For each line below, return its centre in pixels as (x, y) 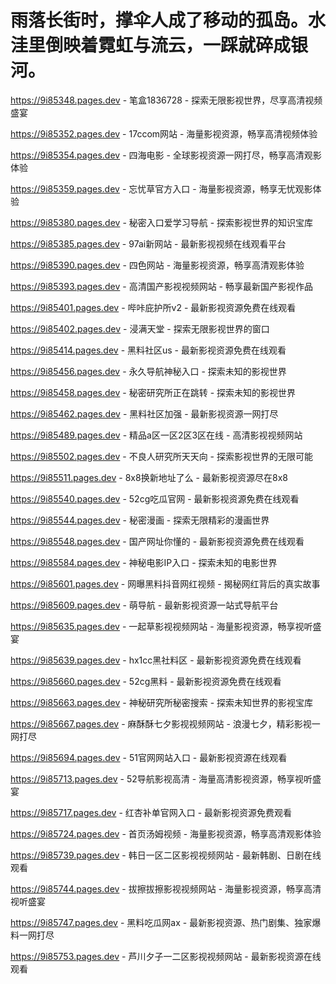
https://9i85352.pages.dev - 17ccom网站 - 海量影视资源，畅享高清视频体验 (164, 133)
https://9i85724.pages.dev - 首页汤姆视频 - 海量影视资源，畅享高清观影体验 (166, 833)
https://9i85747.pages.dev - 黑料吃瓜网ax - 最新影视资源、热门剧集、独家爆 (166, 922)
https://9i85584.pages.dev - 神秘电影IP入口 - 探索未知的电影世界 (144, 562)
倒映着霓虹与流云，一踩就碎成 (168, 45)
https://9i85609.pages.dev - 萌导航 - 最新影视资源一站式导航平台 (144, 605)
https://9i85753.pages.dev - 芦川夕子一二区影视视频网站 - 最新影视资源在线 (166, 956)
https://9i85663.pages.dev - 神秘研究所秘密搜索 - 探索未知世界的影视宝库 (162, 702)
